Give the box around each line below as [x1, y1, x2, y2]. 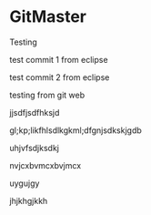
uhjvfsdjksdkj [9, 142, 59, 153]
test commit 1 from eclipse [9, 54, 108, 65]
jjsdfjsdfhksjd [9, 107, 60, 118]
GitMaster [9, 6, 87, 27]
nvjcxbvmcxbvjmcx [9, 159, 82, 170]
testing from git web [9, 89, 86, 100]
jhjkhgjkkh [9, 195, 48, 206]
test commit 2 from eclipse [9, 71, 110, 83]
